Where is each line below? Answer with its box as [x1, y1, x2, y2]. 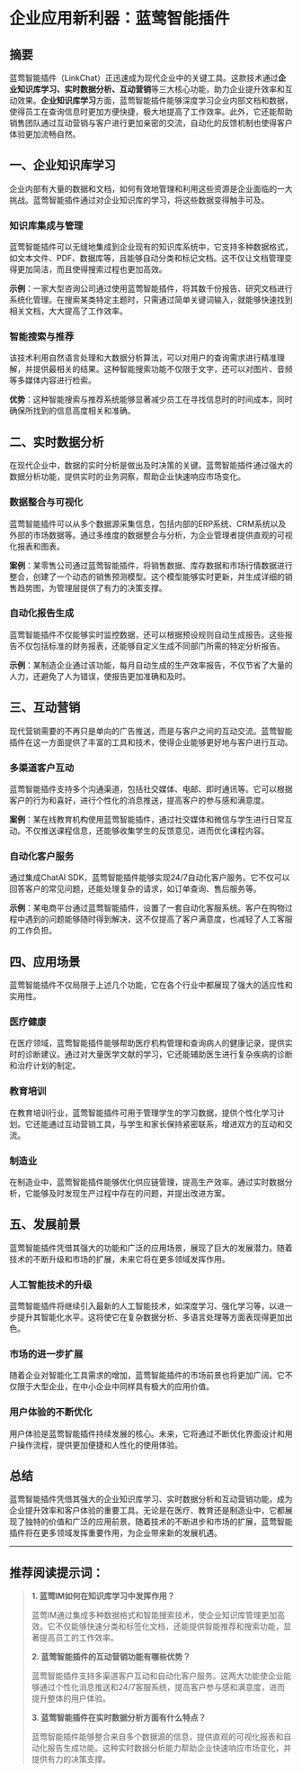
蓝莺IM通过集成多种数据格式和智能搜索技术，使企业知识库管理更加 [31, 1610, 278, 1621]
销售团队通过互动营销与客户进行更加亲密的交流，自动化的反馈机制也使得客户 [9, 118, 293, 128]
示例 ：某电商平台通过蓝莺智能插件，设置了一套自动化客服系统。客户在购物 [9, 903, 285, 914]
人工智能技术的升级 [9, 1278, 93, 1291]
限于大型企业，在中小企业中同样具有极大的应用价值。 [16, 1381, 214, 1392]
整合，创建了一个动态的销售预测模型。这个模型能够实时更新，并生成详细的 [9, 571, 285, 582]
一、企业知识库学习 [9, 158, 116, 173]
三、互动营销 [9, 700, 81, 715]
